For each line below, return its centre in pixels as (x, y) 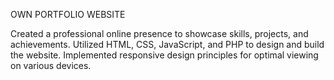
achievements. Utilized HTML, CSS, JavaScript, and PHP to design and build (167, 44)
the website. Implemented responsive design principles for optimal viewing (164, 55)
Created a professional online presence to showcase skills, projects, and (159, 33)
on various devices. (51, 65)
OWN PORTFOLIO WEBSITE (68, 14)
